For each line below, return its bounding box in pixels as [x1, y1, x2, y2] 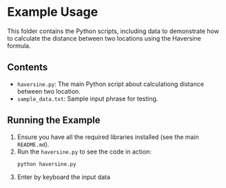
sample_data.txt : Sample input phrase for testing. [17, 94, 158, 103]
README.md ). [17, 140, 50, 148]
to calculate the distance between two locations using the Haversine [7, 34, 201, 42]
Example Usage [7, 4, 99, 20]
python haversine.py [17, 160, 76, 167]
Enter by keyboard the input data [17, 173, 111, 181]
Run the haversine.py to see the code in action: [17, 147, 152, 156]
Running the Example [7, 114, 101, 126]
